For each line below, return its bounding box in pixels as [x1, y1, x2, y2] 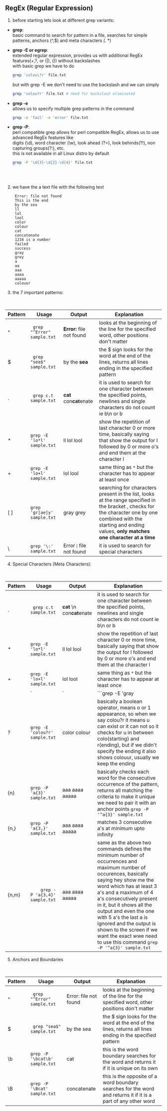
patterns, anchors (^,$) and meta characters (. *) [12, 37, 112, 43]
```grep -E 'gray [97, 690, 134, 697]
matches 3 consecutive [97, 819, 152, 826]
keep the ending [97, 760, 135, 767]
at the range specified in [99, 497, 156, 504]
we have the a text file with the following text [12, 184, 104, 190]
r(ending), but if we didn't [97, 742, 157, 749]
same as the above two [97, 839, 152, 846]
